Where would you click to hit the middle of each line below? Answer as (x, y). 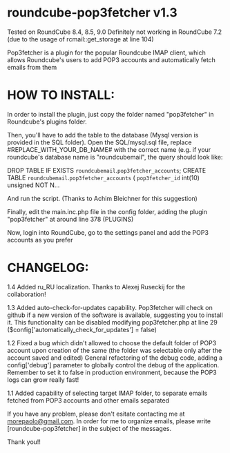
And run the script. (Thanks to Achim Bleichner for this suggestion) (103, 198)
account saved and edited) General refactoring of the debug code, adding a (115, 358)
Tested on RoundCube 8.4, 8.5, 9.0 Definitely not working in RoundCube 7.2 (115, 32)
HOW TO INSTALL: (61, 95)
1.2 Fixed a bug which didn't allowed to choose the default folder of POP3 (112, 343)
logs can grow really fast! (43, 379)
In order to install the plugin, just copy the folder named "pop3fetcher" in (111, 114)
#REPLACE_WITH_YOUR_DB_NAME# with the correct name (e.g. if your (109, 149)
